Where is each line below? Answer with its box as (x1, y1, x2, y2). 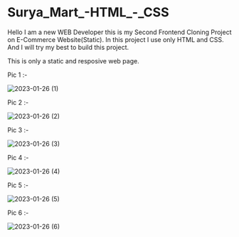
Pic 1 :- (7, 70, 28, 79)
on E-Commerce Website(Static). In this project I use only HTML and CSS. (7, 35, 224, 43)
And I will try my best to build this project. (7, 43, 129, 51)
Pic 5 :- (7, 181, 28, 189)
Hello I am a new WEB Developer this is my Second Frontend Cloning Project (7, 28, 232, 36)
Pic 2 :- (7, 98, 29, 107)
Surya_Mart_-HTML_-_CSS (7, 4, 169, 21)
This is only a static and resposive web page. (7, 56, 140, 65)
